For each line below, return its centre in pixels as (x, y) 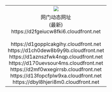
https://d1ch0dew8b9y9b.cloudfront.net (56, 50)
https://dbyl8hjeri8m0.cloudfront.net (56, 82)
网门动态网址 (56, 17)
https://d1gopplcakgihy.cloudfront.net (56, 44)
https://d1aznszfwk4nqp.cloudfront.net (56, 57)
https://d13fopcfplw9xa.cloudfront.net (56, 75)
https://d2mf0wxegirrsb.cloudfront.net (56, 69)
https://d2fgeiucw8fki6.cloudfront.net (56, 31)
